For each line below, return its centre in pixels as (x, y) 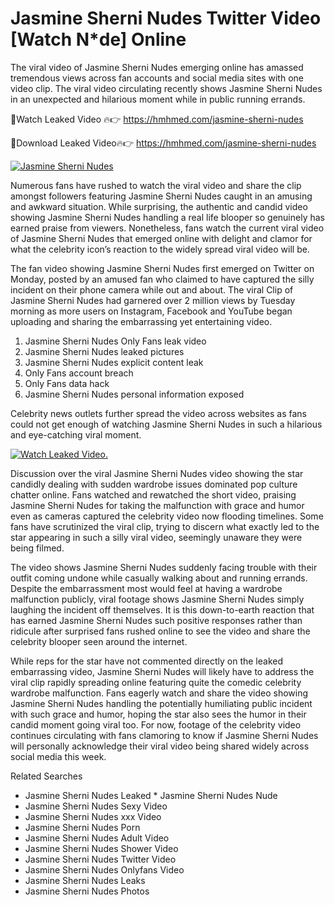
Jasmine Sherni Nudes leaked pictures (104, 351)
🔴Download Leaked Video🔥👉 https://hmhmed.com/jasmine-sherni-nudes (163, 143)
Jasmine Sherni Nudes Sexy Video (96, 806)
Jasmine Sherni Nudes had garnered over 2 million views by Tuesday (153, 300)
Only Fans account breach (79, 373)
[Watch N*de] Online (98, 39)
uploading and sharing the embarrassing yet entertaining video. (141, 321)
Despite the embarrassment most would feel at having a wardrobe (146, 588)
